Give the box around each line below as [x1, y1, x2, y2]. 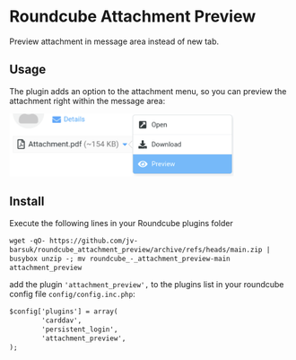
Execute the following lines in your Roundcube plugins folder [9, 217, 233, 228]
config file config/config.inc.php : [9, 288, 136, 299]
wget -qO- [9, 236, 47, 245]
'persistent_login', [41, 325, 118, 334]
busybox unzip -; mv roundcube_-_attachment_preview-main [9, 254, 231, 263]
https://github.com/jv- [48, 236, 139, 245]
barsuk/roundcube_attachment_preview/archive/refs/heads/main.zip [9, 245, 263, 254]
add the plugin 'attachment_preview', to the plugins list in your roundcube [9, 278, 284, 289]
